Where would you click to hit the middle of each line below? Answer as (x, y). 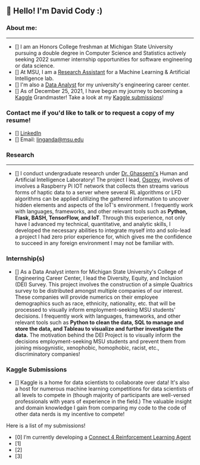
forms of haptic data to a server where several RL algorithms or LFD (98, 193)
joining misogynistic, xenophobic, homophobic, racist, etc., (87, 348)
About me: (22, 28)
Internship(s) (25, 259)
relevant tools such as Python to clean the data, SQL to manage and (99, 322)
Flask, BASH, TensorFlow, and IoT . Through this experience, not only (100, 218)
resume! (18, 120)
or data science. (35, 66)
